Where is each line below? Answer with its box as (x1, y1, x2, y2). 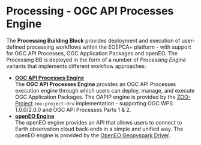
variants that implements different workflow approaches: (6, 62, 146, 70)
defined (6, 43, 26, 51)
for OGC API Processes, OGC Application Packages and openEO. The (6, 49, 178, 57)
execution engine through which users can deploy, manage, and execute (14, 87, 195, 94)
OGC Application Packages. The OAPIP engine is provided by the (14, 93, 176, 100)
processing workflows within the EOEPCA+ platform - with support (26, 43, 191, 51)
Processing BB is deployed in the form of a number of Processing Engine (6, 56, 187, 63)
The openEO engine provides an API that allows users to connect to (14, 119, 182, 126)
